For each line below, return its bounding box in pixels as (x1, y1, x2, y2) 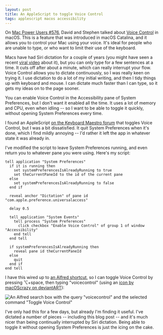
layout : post (5, 7, 32, 12)
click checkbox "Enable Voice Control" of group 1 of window (18, 223, 145, 228)
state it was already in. (5, 135, 50, 141)
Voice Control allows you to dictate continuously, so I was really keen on (5, 70, 150, 76)
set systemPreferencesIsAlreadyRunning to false (14, 181, 114, 186)
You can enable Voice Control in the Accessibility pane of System (5, 95, 136, 101)
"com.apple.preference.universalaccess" (5, 198, 89, 203)
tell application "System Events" (9, 215, 79, 220)
